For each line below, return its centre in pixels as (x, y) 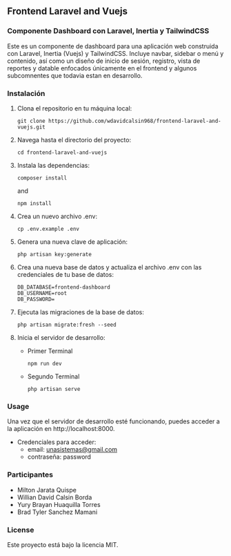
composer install (42, 178)
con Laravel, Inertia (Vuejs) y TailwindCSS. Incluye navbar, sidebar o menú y (115, 53)
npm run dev (44, 363)
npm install (34, 203)
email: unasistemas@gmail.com (72, 450)
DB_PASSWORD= (36, 299)
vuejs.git (31, 127)
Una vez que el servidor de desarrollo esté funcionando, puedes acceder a (114, 421)
